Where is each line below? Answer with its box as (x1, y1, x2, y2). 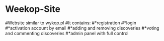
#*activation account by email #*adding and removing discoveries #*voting (5, 25, 160, 31)
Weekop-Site (5, 3, 61, 15)
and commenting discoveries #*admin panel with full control (5, 30, 129, 36)
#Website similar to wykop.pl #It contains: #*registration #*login (5, 20, 137, 26)
